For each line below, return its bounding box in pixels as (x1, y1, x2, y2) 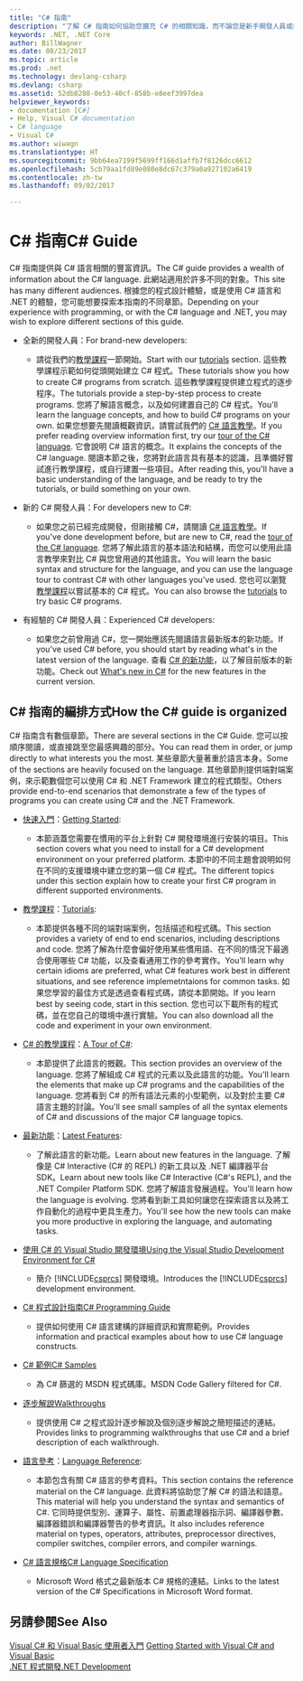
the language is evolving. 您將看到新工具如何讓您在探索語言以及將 (35, 1194, 281, 1205)
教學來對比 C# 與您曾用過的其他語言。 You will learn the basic (43, 553, 272, 565)
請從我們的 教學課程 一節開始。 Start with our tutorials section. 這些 (35, 354, 280, 365)
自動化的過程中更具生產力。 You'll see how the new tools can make (43, 1206, 291, 1216)
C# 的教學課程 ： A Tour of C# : (22, 1038, 133, 1049)
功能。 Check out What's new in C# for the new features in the (35, 666, 267, 677)
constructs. (35, 1340, 78, 1351)
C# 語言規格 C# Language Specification (22, 1556, 169, 1567)
